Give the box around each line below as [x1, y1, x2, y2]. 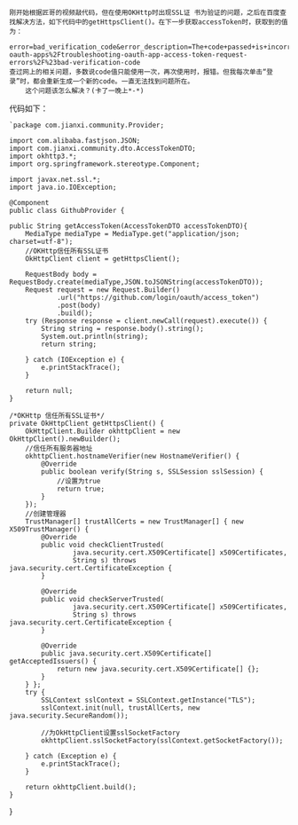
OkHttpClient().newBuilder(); [9, 435, 122, 444]
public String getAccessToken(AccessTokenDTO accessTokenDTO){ [9, 222, 248, 231]
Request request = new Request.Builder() [25, 286, 180, 295]
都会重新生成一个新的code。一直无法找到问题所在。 [32, 77, 195, 86]
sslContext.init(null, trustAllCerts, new [41, 703, 200, 712]
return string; [41, 340, 98, 349]
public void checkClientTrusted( [41, 540, 165, 549]
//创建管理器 [25, 509, 67, 518]
